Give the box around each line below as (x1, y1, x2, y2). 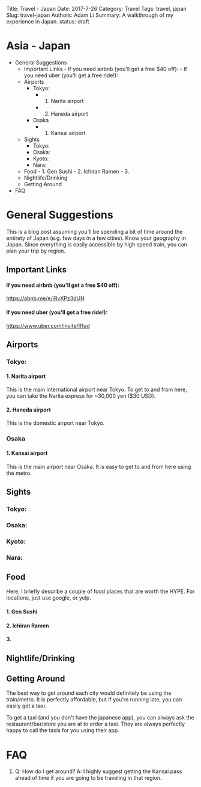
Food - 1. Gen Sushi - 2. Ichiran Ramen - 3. (23, 168, 130, 175)
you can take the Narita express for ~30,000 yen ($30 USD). (6, 392, 156, 400)
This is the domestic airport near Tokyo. (6, 419, 105, 427)
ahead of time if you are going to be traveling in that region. (14, 774, 162, 782)
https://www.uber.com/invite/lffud (6, 322, 90, 329)
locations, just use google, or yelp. (6, 594, 91, 601)
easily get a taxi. (6, 702, 47, 710)
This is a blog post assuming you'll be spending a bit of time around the (6, 228, 183, 235)
